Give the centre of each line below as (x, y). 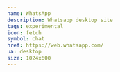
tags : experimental (35, 26)
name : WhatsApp (29, 13)
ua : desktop (24, 52)
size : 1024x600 (29, 58)
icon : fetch (24, 33)
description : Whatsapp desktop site (60, 20)
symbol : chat (26, 39)
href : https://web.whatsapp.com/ (55, 45)
